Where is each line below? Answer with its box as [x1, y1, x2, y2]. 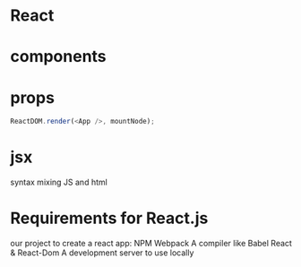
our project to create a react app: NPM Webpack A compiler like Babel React [10, 238, 292, 249]
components [10, 47, 107, 67]
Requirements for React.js [10, 208, 209, 228]
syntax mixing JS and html [10, 177, 108, 188]
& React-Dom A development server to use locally [10, 247, 194, 258]
